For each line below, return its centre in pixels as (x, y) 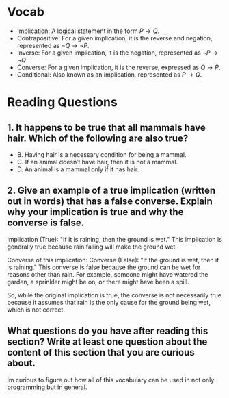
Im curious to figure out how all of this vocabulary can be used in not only (111, 380)
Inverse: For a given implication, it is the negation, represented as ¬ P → (118, 53)
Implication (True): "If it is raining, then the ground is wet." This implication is (114, 239)
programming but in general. (47, 387)
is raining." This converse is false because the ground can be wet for (104, 267)
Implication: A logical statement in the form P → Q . (88, 31)
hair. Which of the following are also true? (98, 138)
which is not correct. (36, 310)
